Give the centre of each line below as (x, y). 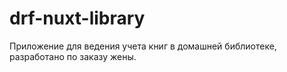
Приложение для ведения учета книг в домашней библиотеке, (143, 46)
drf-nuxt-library (77, 18)
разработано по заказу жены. (73, 56)
